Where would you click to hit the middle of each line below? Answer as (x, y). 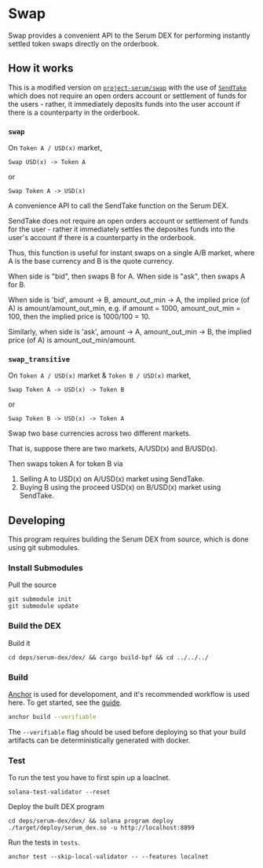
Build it (19, 643)
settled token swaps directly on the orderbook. (84, 43)
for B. (17, 285)
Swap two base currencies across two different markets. (100, 433)
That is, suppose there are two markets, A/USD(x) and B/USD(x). (113, 449)
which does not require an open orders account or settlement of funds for (128, 96)
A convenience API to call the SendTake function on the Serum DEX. (119, 206)
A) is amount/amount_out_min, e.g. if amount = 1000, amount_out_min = (124, 308)
